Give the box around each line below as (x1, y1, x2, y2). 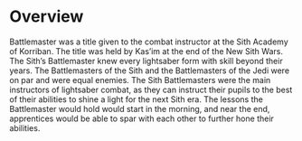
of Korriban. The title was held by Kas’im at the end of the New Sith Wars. (9, 45, 283, 56)
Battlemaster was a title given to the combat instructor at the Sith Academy (9, 36, 289, 47)
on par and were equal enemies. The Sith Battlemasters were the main (9, 74, 271, 85)
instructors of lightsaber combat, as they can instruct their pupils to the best (9, 84, 293, 95)
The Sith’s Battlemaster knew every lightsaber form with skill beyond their (9, 55, 283, 66)
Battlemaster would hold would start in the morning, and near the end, (9, 103, 270, 114)
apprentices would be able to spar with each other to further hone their (9, 113, 274, 124)
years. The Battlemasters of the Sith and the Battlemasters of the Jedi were (9, 65, 290, 76)
